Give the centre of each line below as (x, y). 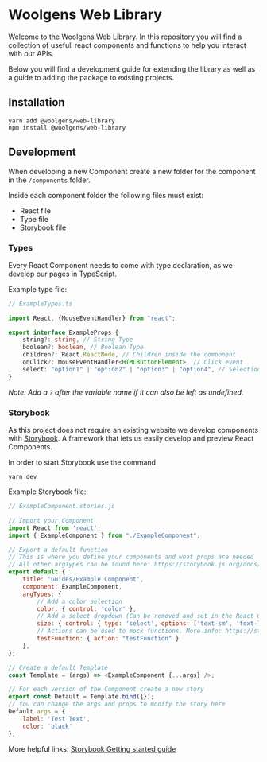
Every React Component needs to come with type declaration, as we (120, 265)
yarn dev (23, 477)
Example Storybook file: (47, 492)
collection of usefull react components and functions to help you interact (127, 45)
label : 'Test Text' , (56, 719)
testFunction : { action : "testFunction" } (108, 639)
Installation (37, 102)
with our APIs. (31, 53)
